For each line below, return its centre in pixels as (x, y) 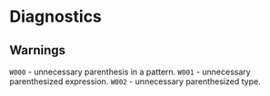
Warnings (38, 50)
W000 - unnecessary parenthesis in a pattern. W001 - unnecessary (130, 72)
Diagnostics (56, 17)
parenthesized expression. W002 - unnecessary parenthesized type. (135, 82)
